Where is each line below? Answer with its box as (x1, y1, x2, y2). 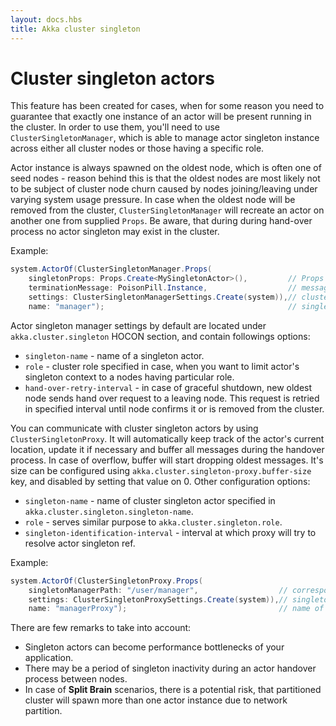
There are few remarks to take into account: (10, 622, 192, 634)
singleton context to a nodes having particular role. (24, 371, 235, 383)
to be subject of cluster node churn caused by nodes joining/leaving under (10, 183, 318, 195)
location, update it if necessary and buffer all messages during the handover (10, 443, 325, 455)
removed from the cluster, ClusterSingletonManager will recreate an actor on (10, 204, 325, 216)
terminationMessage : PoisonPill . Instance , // (28, 283, 298, 293)
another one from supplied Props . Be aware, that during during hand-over (10, 215, 313, 227)
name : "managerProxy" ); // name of (28, 604, 325, 614)
